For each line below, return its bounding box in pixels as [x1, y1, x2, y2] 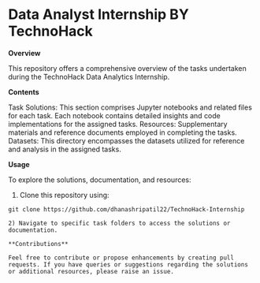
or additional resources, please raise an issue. [8, 267, 175, 275]
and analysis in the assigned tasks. [8, 144, 122, 154]
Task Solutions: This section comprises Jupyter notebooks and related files [8, 102, 252, 112]
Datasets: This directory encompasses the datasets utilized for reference [8, 136, 245, 145]
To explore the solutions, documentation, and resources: [8, 175, 191, 184]
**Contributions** [8, 240, 69, 248]
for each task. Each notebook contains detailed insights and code [8, 110, 221, 120]
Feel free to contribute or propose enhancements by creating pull [8, 254, 235, 262]
